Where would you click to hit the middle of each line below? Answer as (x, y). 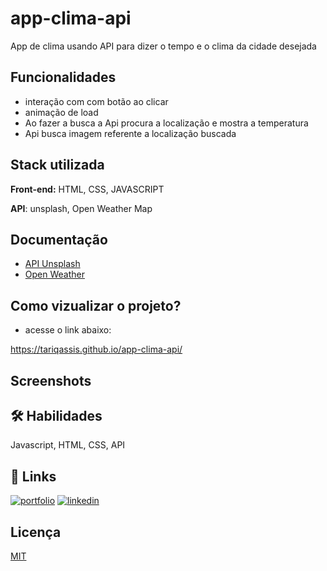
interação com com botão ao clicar (96, 101)
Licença (36, 532)
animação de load (61, 112)
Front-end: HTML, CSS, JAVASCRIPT (87, 189)
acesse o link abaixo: (68, 330)
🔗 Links (33, 476)
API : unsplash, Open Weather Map (81, 208)
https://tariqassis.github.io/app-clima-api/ (96, 349)
